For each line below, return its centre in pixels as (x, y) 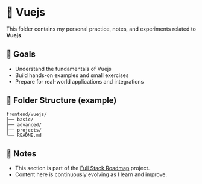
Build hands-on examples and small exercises (72, 75)
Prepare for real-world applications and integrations (79, 81)
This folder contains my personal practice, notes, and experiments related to (101, 29)
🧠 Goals (21, 54)
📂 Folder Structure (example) (62, 101)
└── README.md (24, 135)
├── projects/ (24, 130)
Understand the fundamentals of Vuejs (63, 69)
